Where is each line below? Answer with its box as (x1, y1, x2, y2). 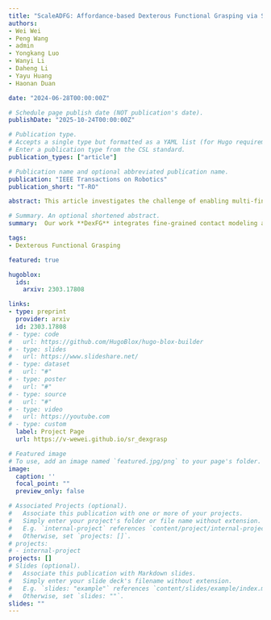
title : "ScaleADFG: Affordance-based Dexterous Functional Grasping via (8, 11, 258, 20)
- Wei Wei (8, 27, 42, 35)
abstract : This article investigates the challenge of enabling (8, 197, 229, 206)
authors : (8, 19, 38, 27)
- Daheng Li (8, 65, 48, 73)
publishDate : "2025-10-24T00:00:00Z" (8, 116, 135, 124)
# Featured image (8, 450, 67, 458)
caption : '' (15, 472, 56, 480)
